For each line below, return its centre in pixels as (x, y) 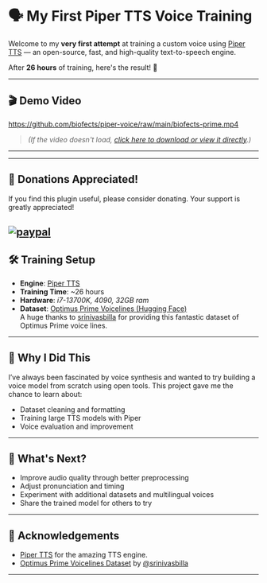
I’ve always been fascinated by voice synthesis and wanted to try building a (132, 377)
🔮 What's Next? (48, 459)
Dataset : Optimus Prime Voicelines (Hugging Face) (103, 309)
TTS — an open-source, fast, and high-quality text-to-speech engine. (122, 52)
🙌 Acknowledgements (64, 536)
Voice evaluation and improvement (76, 426)
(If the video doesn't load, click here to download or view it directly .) (139, 139)
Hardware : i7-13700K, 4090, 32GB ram (84, 300)
